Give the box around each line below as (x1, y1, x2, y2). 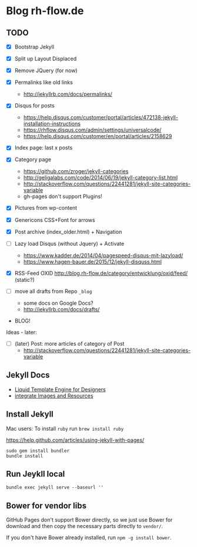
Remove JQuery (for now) (14, 67, 78, 74)
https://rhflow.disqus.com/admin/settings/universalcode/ (23, 126, 162, 134)
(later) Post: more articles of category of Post (14, 340, 125, 347)
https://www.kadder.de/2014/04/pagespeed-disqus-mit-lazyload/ (23, 252, 183, 259)
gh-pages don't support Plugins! (23, 193, 102, 200)
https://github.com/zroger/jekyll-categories (23, 168, 129, 175)
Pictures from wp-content (14, 204, 78, 211)
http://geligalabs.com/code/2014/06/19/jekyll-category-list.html (23, 174, 178, 181)
